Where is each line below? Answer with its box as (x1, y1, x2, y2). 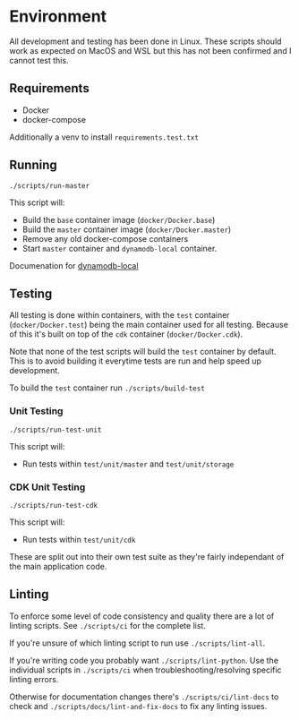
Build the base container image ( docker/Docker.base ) (21, 214, 216, 225)
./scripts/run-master (9, 181, 90, 190)
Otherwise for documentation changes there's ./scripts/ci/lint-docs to (9, 691, 279, 702)
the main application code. (9, 561, 107, 571)
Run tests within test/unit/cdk (21, 534, 136, 544)
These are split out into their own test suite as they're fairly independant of (9, 551, 285, 561)
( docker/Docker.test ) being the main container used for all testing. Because (9, 320, 289, 330)
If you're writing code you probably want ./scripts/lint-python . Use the (9, 655, 279, 665)
